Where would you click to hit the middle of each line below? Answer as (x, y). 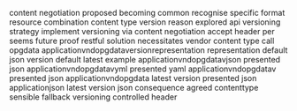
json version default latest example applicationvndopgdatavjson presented (145, 59)
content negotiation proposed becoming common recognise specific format (147, 13)
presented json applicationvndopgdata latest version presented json (133, 78)
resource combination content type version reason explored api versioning (145, 22)
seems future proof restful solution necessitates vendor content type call (142, 41)
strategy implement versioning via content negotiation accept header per (142, 31)
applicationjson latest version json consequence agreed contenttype (134, 88)
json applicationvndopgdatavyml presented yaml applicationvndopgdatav (143, 69)
